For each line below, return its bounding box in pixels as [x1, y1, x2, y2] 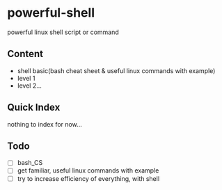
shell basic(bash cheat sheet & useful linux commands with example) [17, 66, 216, 74]
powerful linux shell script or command [7, 28, 120, 36]
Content [7, 48, 44, 60]
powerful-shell [7, 5, 95, 21]
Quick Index [7, 102, 61, 113]
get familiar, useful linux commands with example [17, 166, 159, 175]
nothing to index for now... [7, 120, 82, 128]
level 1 [17, 74, 35, 82]
